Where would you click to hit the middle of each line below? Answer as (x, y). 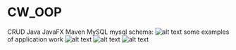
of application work (35, 39)
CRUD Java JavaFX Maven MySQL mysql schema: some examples (118, 32)
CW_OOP (35, 12)
